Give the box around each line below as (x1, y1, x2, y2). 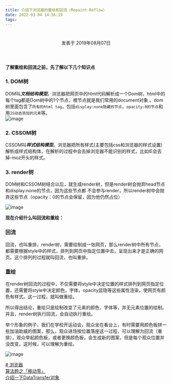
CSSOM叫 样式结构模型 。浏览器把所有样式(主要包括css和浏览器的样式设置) (5, 142, 163, 148)
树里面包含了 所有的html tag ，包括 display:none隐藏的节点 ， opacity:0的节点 (5, 103, 159, 109)
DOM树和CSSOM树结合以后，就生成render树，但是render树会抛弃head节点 (5, 181, 165, 187)
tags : (5, 17, 17, 22)
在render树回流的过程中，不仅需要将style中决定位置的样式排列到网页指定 (5, 281, 160, 287)
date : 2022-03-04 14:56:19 (5, 12, 63, 17)
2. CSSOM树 (5, 129, 37, 136)
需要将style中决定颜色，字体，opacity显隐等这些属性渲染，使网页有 (18, 287, 161, 293)
